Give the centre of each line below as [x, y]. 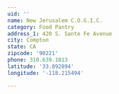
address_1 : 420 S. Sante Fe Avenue [60, 34]
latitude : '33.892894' [41, 66]
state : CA [22, 47]
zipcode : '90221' [33, 54]
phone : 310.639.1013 [38, 60]
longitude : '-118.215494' [45, 73]
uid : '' [19, 14]
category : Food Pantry [41, 27]
